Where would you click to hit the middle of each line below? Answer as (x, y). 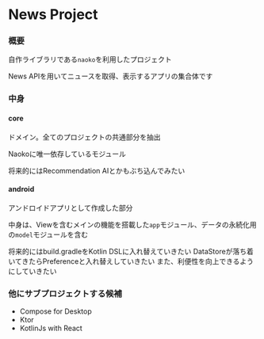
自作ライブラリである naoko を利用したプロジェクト (90, 59)
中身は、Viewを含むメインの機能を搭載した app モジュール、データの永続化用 (132, 224)
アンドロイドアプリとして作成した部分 (71, 208)
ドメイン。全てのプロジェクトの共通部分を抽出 (84, 137)
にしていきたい (33, 271)
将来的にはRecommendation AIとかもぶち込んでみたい (97, 170)
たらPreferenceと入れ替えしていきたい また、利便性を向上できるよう (142, 261)
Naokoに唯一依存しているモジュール (67, 154)
